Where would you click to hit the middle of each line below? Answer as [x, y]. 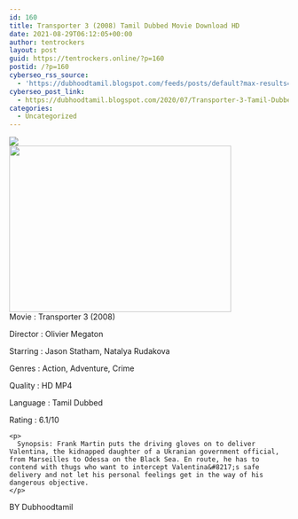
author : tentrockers [47, 42]
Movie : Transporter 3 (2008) [63, 317]
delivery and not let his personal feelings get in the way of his [137, 476]
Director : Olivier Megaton [56, 334]
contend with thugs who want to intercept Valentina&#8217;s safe [134, 468]
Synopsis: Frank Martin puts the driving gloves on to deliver [136, 444]
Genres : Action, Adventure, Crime [72, 368]
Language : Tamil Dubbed [56, 403]
